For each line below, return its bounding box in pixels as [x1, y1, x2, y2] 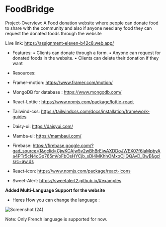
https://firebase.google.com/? [32, 143, 94, 149]
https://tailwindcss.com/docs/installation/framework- [41, 108, 150, 114]
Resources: [12, 70, 36, 76]
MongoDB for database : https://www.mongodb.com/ [12, 89, 122, 95]
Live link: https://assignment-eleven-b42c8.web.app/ [5, 40, 114, 46]
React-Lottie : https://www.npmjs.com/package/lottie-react [12, 98, 134, 105]
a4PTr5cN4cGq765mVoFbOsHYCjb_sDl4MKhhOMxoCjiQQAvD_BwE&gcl [12, 153, 161, 159]
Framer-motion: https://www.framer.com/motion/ [12, 79, 113, 85]
